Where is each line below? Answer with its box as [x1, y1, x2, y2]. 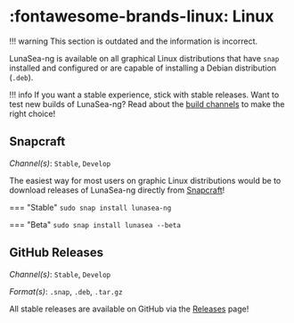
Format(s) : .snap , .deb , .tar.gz [9, 286, 123, 296]
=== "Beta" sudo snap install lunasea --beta [9, 219, 181, 229]
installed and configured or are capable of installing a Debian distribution [9, 62, 277, 73]
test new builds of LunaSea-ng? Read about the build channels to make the [9, 98, 285, 109]
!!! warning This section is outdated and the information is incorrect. [9, 36, 258, 46]
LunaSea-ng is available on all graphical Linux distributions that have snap [9, 53, 280, 63]
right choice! [9, 108, 56, 119]
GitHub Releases [9, 245, 104, 261]
